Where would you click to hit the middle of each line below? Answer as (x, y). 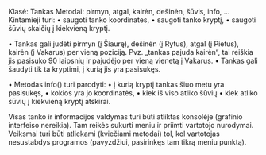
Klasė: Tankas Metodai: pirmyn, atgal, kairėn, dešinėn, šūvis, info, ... (119, 12)
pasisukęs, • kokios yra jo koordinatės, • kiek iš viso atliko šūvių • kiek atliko (133, 93)
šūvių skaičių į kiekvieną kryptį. (59, 28)
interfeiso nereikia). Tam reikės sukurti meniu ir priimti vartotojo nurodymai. (131, 125)
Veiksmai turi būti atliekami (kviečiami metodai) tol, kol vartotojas (114, 134)
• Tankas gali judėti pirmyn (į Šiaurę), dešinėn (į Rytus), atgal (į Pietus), (124, 44)
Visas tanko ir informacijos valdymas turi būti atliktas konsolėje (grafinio (125, 117)
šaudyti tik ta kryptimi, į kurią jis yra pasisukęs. (85, 69)
